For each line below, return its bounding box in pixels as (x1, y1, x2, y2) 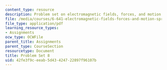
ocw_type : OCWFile (5, 35, 43, 40)
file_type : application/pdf (5, 21, 64, 26)
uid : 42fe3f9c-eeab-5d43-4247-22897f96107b (5, 58, 97, 63)
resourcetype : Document (5, 48, 55, 53)
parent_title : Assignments (5, 39, 61, 44)
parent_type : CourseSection (5, 44, 64, 49)
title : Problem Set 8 (5, 53, 50, 58)
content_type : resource (5, 7, 55, 12)
